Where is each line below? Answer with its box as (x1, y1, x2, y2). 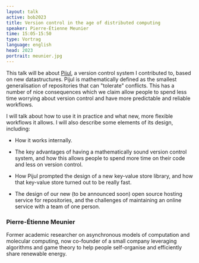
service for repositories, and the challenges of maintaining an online (14, 196, 182, 203)
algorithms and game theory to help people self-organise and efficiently (6, 243, 182, 251)
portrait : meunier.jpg (6, 53, 62, 59)
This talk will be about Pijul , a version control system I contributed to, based (6, 69, 191, 76)
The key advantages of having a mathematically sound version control (14, 148, 187, 155)
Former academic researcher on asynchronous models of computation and (6, 231, 190, 238)
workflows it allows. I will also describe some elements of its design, (6, 118, 173, 126)
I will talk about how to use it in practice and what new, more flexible (6, 112, 173, 120)
